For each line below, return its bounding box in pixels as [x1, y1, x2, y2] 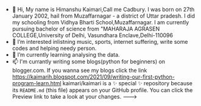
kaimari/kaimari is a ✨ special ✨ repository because [63, 80, 193, 87]
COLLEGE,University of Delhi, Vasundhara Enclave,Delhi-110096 [12, 32, 174, 39]
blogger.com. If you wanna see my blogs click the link [12, 67, 147, 74]
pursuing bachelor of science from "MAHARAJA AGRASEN [12, 25, 160, 32]
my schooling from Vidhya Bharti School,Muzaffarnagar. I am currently [12, 19, 189, 26]
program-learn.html [12, 80, 62, 87]
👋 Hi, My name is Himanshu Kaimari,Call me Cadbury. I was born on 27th [12, 6, 195, 13]
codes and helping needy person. [12, 44, 97, 52]
